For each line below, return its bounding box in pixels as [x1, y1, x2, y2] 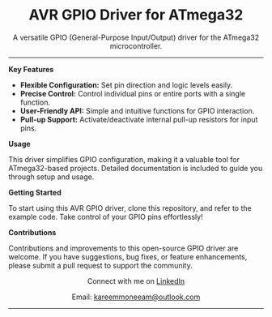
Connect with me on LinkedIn [87, 276, 185, 285]
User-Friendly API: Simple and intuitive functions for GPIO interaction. [19, 105, 255, 115]
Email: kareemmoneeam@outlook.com [71, 292, 201, 302]
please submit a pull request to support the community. [8, 260, 193, 270]
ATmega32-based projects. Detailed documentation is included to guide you [8, 163, 263, 173]
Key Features [8, 64, 54, 74]
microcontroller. [109, 41, 163, 50]
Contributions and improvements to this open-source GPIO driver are [8, 243, 239, 253]
